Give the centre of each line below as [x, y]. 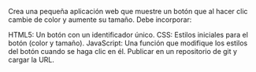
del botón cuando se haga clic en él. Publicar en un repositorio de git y [123, 51]
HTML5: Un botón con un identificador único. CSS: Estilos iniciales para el [128, 35]
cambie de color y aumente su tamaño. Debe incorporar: [100, 20]
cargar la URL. [32, 59]
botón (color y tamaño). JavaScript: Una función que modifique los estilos [128, 43]
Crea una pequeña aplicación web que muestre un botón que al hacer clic [128, 11]
